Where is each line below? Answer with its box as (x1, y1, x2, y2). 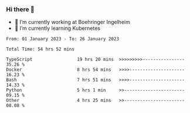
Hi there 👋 (6, 5, 35, 13)
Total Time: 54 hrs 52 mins (6, 46, 75, 52)
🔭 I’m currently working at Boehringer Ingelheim (14, 19, 130, 26)
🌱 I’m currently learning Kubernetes (14, 25, 101, 32)
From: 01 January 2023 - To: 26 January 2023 (6, 36, 119, 42)
